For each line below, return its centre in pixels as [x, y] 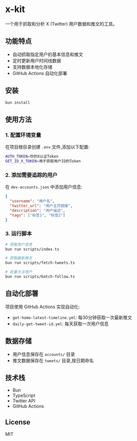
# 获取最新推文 [19, 258]
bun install [18, 102]
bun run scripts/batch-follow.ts [40, 277]
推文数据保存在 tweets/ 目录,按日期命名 [53, 360]
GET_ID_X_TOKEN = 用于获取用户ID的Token [43, 161]
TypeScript [24, 396]
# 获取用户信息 [19, 244]
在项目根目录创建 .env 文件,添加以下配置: [47, 147]
